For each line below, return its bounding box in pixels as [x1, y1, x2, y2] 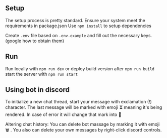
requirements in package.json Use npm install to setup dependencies [5, 23, 151, 29]
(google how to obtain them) [5, 38, 65, 44]
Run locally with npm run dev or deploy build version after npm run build [5, 65, 155, 72]
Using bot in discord [5, 85, 70, 94]
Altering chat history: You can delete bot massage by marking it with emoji [5, 121, 160, 127]
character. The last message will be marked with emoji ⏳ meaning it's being [5, 104, 162, 110]
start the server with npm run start [5, 71, 78, 77]
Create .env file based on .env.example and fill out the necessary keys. [5, 32, 152, 38]
